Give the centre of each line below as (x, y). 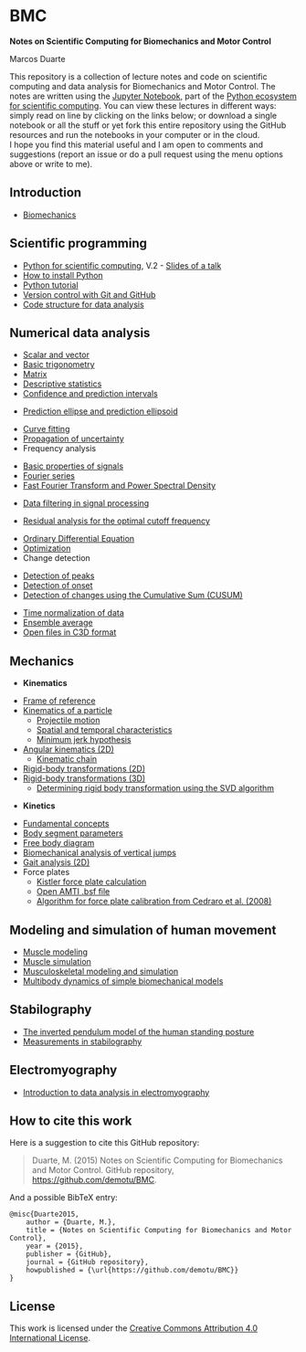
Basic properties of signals (73, 466)
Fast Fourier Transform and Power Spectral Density (119, 486)
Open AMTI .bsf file (73, 892)
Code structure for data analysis (83, 304)
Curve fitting (46, 429)
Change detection (57, 558)
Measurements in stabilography (82, 1041)
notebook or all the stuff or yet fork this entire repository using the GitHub (148, 125)
